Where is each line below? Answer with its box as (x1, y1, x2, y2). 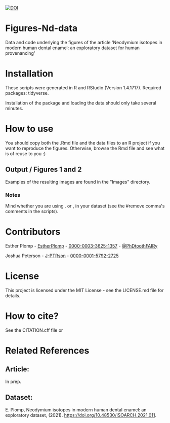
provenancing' (5, 50, 35, 56)
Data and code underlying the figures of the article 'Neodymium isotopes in (5, 39, 163, 45)
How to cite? (5, 310, 59, 322)
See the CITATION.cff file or (5, 327, 63, 333)
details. (5, 292, 21, 299)
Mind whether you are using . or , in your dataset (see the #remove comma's (5, 203, 165, 209)
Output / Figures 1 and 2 (5, 165, 82, 174)
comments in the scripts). (5, 208, 59, 214)
